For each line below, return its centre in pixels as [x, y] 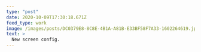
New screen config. [36, 39]
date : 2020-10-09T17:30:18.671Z [46, 17]
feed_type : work [26, 23]
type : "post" [22, 12]
